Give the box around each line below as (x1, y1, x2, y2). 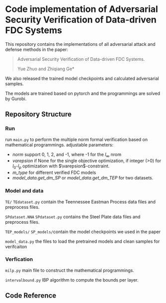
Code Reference (5, 292, 57, 300)
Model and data (5, 187, 44, 194)
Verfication (5, 256, 33, 263)
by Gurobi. (5, 96, 27, 102)
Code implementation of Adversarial (5, 3, 158, 15)
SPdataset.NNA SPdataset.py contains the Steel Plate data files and (5, 213, 141, 220)
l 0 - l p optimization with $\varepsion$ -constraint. (12, 163, 110, 170)
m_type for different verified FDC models (12, 169, 96, 175)
